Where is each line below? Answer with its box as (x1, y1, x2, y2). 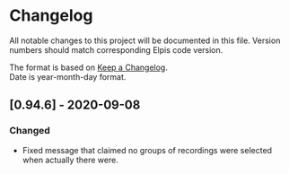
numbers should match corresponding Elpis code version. (9, 44, 223, 55)
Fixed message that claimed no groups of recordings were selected (22, 144, 272, 155)
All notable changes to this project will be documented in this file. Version (9, 35, 281, 46)
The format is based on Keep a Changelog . (9, 62, 168, 73)
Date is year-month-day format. (9, 71, 127, 82)
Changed (9, 125, 51, 137)
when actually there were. (22, 154, 118, 165)
